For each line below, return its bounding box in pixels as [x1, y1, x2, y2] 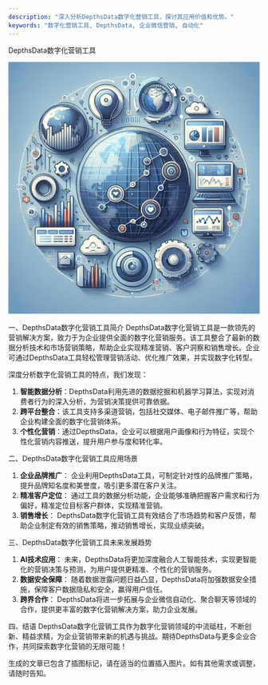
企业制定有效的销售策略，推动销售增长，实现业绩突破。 [26, 520, 209, 530]
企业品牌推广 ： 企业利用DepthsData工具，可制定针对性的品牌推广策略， [19, 470, 257, 480]
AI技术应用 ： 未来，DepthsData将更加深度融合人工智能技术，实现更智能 [19, 554, 257, 564]
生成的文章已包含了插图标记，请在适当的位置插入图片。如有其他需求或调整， [8, 658, 260, 667]
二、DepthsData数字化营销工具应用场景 [8, 453, 138, 463]
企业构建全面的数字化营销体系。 [19, 416, 125, 426]
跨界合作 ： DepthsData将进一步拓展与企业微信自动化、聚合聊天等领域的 [19, 594, 257, 603]
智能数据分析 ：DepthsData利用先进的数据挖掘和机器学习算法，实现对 [19, 386, 248, 396]
